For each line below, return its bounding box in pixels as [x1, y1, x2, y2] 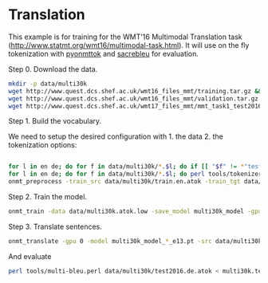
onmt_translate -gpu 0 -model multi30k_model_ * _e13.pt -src [8, 237, 213, 245]
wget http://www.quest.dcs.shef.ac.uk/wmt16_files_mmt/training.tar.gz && [8, 87, 262, 95]
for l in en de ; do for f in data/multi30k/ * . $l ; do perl [8, 170, 205, 179]
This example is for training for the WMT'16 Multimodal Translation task [8, 32, 243, 41]
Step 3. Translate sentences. [8, 222, 102, 231]
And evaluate [8, 251, 52, 261]
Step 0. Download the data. [8, 64, 98, 73]
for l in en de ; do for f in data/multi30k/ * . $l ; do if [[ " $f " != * [8, 163, 245, 171]
